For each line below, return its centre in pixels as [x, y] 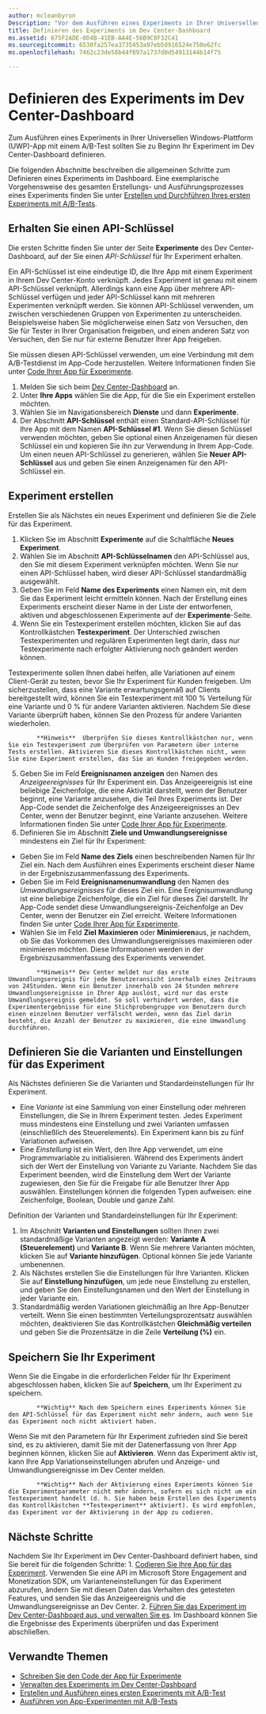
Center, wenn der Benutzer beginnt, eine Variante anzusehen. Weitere [133, 816]
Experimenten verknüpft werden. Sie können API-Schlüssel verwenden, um [131, 305]
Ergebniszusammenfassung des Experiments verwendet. [112, 957]
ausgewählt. [40, 581]
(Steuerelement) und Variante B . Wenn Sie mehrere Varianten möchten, [137, 1248]
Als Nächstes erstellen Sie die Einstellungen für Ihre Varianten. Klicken [134, 1273]
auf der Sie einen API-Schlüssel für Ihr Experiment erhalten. [145, 256]
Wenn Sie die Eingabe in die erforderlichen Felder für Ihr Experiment [120, 1376]
